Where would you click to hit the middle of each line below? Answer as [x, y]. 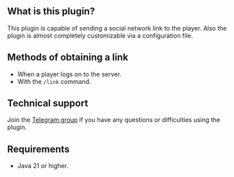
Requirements [38, 149]
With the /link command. [54, 81]
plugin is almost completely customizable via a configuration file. [100, 35]
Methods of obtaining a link [68, 57]
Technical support [48, 103]
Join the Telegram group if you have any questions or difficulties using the [114, 120]
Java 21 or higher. [42, 166]
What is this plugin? [51, 11]
